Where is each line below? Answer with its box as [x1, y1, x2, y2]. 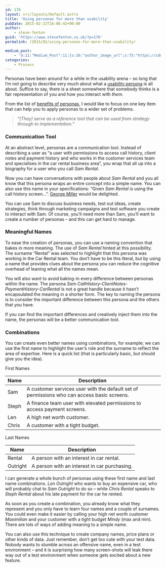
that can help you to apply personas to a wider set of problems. [5, 106, 134, 112]
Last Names [5, 435, 30, 441]
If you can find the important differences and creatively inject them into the [5, 311, 158, 317]
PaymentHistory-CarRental [5, 286, 60, 292]
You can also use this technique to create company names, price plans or [5, 531, 155, 537]
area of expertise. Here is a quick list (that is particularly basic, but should [5, 351, 155, 357]
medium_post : [5, 48, 32, 53]
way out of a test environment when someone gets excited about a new [5, 552, 151, 558]
